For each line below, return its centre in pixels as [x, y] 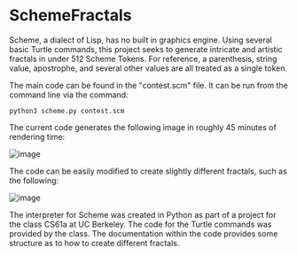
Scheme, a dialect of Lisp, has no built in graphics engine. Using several [141, 40]
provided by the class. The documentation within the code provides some [144, 233]
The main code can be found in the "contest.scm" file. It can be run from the [148, 85]
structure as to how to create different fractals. [94, 243]
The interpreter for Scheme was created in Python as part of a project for [143, 214]
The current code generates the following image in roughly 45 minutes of [143, 127]
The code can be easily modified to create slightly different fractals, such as [148, 171]
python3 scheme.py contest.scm [67, 111]
